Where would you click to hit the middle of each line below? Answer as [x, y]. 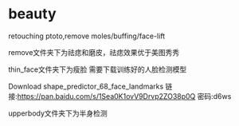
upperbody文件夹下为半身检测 [58, 113]
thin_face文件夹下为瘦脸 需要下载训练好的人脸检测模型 [98, 69]
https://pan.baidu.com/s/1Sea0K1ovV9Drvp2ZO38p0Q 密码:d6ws [124, 96]
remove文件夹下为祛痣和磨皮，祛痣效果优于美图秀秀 [94, 52]
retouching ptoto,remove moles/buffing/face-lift [87, 36]
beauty [33, 14]
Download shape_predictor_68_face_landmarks [86, 86]
